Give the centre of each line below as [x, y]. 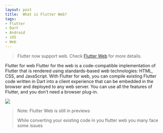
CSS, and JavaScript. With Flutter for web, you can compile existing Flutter [81, 76]
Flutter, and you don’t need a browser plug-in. [52, 91]
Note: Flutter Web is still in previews [53, 111]
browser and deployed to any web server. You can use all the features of [79, 87]
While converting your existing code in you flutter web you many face [88, 120]
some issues [30, 125]
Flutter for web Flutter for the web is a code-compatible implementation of [81, 65]
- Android [15, 33]
